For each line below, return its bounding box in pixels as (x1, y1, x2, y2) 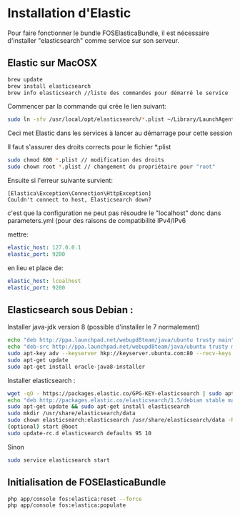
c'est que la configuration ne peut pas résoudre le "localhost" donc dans (7, 209, 221, 217)
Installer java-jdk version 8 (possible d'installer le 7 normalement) (7, 323, 200, 332)
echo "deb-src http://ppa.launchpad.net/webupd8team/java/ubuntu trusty (7, 343, 229, 351)
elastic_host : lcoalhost (7, 277, 81, 284)
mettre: (7, 230, 29, 239)
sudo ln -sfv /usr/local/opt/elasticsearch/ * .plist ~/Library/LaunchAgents (7, 116, 238, 123)
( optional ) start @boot (7, 423, 79, 430)
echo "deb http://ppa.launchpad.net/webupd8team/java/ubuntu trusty (7, 337, 216, 344)
